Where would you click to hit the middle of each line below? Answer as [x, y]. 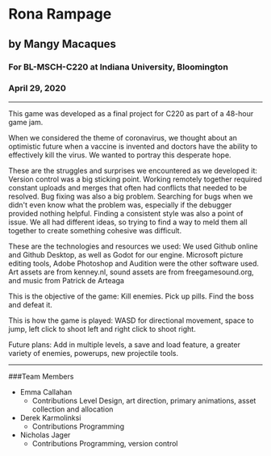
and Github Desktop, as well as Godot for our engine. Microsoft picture [126, 254]
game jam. [26, 122]
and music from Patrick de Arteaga [67, 280]
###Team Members [41, 376]
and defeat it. [30, 304]
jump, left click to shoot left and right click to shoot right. [102, 328]
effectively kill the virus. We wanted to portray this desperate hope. [120, 155]
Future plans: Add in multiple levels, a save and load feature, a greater [124, 345]
